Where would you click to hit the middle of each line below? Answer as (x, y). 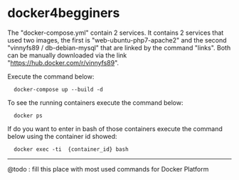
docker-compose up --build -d (58, 89)
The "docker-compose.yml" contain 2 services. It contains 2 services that (116, 33)
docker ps (28, 116)
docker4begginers (64, 13)
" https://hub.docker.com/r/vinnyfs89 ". (63, 62)
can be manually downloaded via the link (67, 55)
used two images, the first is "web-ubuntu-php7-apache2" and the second (117, 40)
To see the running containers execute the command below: (95, 102)
